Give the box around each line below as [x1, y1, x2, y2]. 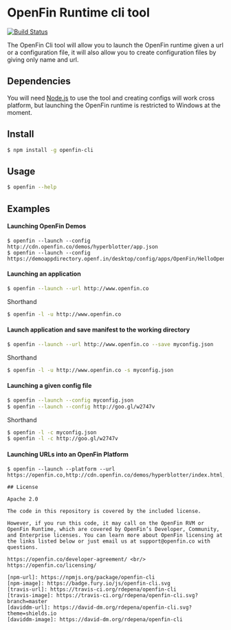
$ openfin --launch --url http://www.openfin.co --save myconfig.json [7, 340, 214, 348]
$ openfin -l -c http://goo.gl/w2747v [7, 435, 118, 442]
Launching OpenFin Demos [7, 222, 87, 230]
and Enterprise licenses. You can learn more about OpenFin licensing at [7, 532, 223, 539]
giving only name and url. [7, 55, 79, 63]
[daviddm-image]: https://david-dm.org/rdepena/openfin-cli [7, 616, 184, 623]
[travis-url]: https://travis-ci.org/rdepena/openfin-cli [7, 586, 177, 593]
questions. [7, 543, 38, 551]
